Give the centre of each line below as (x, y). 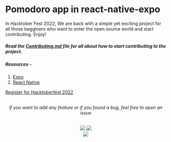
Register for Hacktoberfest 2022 (39, 92)
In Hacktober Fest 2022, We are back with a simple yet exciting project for (83, 23)
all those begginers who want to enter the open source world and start (79, 29)
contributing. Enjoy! (26, 34)
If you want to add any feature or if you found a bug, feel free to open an (86, 107)
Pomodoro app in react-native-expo (83, 9)
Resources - (18, 64)
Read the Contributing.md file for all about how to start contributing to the (86, 46)
